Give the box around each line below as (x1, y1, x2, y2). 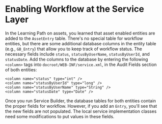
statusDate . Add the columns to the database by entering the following (5, 56, 148, 62)
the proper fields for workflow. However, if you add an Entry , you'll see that (5, 103, 157, 109)
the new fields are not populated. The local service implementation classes (5, 108, 157, 114)
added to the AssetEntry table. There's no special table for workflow (5, 35, 143, 41)
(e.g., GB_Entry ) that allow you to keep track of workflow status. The (5, 46, 142, 52)
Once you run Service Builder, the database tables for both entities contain (5, 97, 156, 104)
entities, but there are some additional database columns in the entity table (5, 40, 156, 46)
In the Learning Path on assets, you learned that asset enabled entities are (5, 30, 156, 36)
